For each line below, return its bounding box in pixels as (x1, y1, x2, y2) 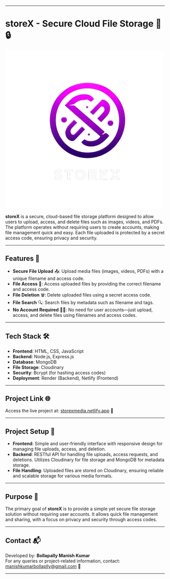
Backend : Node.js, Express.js (12, 353, 74, 359)
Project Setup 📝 (5, 427, 55, 436)
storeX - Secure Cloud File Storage (5, 18, 154, 29)
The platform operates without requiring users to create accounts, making (5, 224, 159, 230)
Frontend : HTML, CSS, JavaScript (12, 348, 84, 354)
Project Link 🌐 (5, 394, 51, 403)
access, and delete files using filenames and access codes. (12, 312, 137, 318)
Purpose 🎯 (5, 492, 39, 501)
